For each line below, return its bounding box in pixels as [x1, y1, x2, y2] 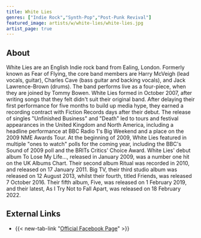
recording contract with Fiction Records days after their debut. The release [6, 109, 191, 116]
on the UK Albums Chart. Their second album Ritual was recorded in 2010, [6, 160, 190, 167]
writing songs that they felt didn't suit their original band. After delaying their [6, 96, 195, 103]
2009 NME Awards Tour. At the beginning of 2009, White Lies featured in [6, 134, 187, 141]
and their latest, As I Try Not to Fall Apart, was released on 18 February [6, 185, 181, 192]
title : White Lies [6, 8, 52, 15]
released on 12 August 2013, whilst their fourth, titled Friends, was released [6, 172, 192, 180]
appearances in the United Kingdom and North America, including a [6, 121, 174, 129]
